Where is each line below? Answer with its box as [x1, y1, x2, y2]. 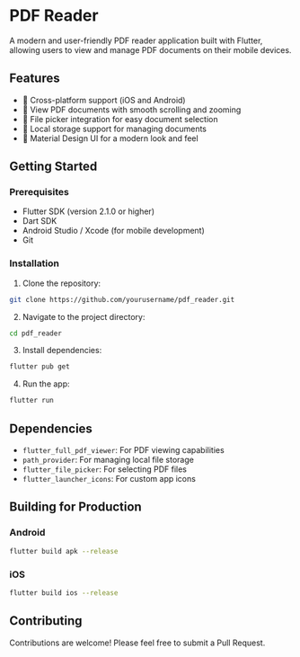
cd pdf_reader [9, 329, 63, 338]
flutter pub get [9, 362, 70, 371]
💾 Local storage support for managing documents [22, 123, 207, 134]
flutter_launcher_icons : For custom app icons [22, 474, 196, 484]
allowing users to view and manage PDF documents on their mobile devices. [9, 44, 292, 55]
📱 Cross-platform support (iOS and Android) [22, 94, 186, 105]
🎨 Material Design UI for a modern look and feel [22, 132, 199, 144]
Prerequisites [9, 186, 69, 199]
